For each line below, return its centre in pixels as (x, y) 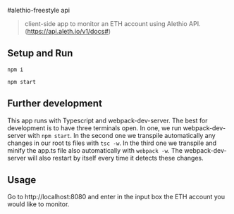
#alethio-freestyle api (39, 10)
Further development (55, 104)
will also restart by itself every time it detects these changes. (116, 158)
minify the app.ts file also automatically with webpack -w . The (95, 150)
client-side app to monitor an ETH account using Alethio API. (112, 24)
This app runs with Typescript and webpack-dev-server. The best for (107, 120)
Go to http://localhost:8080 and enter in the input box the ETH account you (116, 197)
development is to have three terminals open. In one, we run (94, 128)
